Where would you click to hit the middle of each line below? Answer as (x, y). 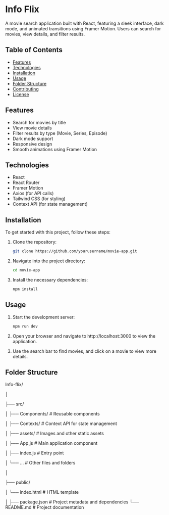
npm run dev (25, 326)
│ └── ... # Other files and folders (40, 463)
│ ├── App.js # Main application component (51, 443)
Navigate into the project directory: (49, 261)
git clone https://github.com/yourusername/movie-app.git (75, 251)
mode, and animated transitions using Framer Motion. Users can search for (83, 28)
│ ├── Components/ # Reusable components (52, 414)
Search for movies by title (39, 122)
